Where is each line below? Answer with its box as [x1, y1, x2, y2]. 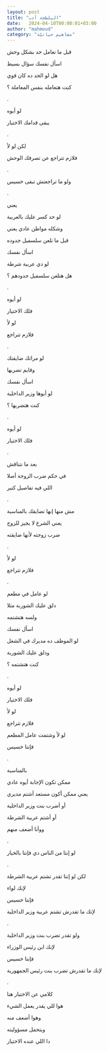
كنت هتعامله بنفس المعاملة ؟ [7, 83, 72, 91]
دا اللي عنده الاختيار [7, 1038, 50, 1045]
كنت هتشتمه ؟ [7, 661, 39, 668]
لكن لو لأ [7, 142, 27, 150]
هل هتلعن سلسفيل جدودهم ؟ [7, 272, 72, 280]
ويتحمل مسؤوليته [7, 1025, 46, 1033]
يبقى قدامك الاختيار [7, 119, 50, 126]
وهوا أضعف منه [7, 1014, 41, 1021]
